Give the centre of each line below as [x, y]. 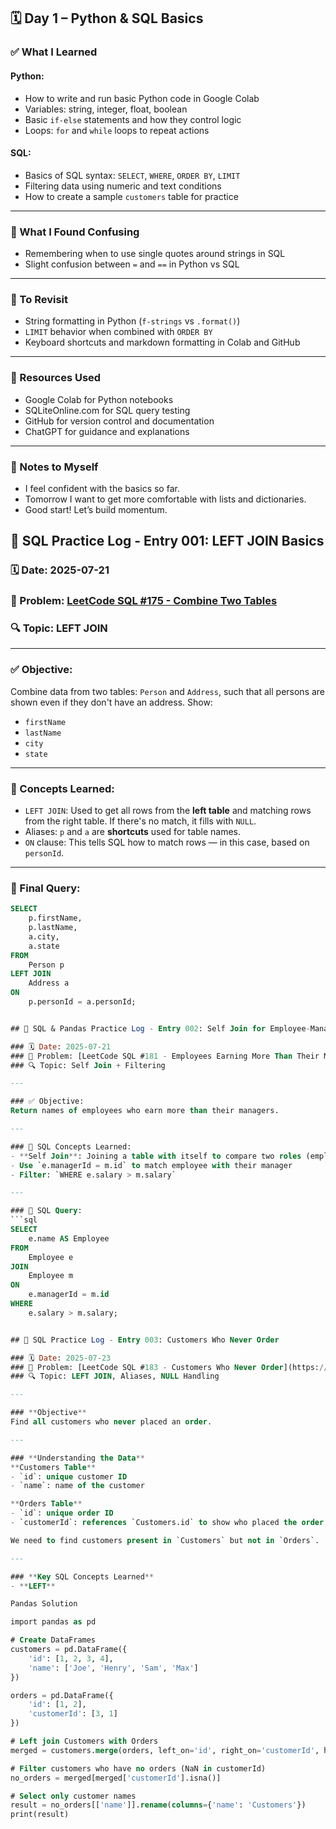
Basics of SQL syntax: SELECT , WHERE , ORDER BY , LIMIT [132, 175]
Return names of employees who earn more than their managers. [145, 1111]
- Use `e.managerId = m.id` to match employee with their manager [151, 1165]
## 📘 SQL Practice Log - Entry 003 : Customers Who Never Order [145, 1340]
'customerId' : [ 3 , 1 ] [73, 1714]
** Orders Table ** [46, 1504]
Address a [49, 983]
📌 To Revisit [39, 299]
